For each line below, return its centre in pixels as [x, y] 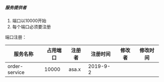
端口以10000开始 [29, 20]
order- [15, 66]
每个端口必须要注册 [31, 26]
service [16, 72]
